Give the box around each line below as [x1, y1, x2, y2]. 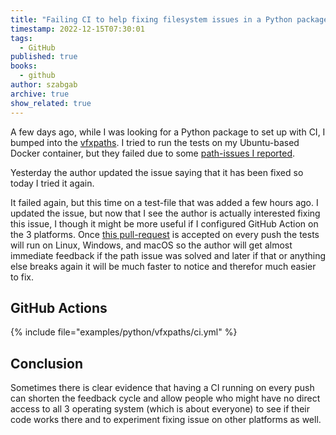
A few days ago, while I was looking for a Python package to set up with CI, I [10, 126, 326, 138]
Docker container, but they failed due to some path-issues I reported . [10, 147, 296, 159]
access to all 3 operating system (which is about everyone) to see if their [10, 403, 311, 415]
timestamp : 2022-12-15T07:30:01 [10, 24, 145, 34]
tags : [10, 33, 33, 43]
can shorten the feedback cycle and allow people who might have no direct [10, 392, 321, 405]
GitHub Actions [10, 299, 108, 316]
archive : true [10, 89, 70, 99]
